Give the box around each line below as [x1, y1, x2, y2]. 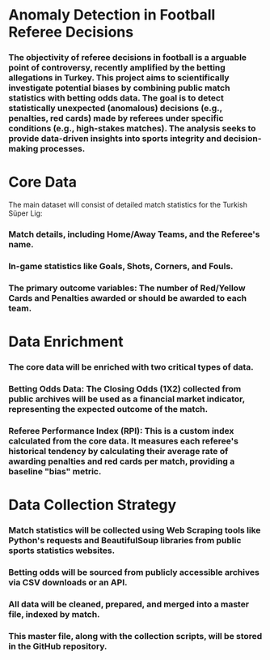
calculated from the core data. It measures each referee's [8, 435, 238, 447]
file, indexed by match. [8, 608, 100, 619]
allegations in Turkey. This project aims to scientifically [8, 72, 230, 84]
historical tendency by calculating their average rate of [8, 445, 229, 456]
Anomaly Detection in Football [8, 6, 216, 24]
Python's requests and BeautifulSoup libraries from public [8, 534, 242, 546]
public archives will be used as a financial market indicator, [8, 393, 245, 405]
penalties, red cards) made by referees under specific [8, 113, 224, 124]
